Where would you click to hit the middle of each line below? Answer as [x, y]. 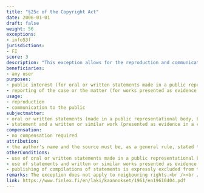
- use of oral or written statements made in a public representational [100, 158]
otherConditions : [28, 152]
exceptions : [21, 34]
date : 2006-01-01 [28, 18]
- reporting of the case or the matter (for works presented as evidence [102, 91]
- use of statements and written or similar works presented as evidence [102, 164]
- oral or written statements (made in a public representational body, [100, 119]
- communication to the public [46, 107]
